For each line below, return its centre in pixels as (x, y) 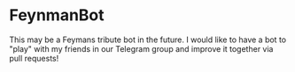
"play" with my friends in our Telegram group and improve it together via (141, 48)
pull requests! (34, 58)
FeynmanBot (57, 15)
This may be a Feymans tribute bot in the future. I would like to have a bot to (147, 40)
